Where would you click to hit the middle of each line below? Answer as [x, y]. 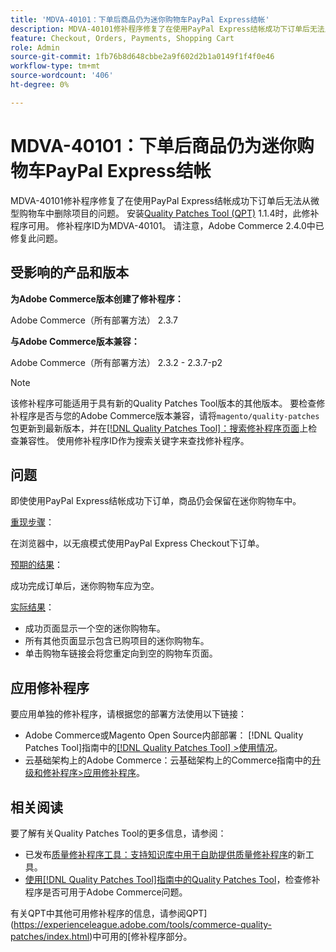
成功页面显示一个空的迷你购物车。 [95, 628]
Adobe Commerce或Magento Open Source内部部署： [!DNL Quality [164, 735]
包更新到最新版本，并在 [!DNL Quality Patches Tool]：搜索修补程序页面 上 [159, 428]
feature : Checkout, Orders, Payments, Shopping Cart [122, 38]
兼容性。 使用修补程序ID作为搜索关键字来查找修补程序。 [134, 440]
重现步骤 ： [32, 522]
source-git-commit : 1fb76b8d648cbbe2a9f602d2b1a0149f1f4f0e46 [142, 57]
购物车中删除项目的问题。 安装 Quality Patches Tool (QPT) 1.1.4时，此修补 [169, 213]
